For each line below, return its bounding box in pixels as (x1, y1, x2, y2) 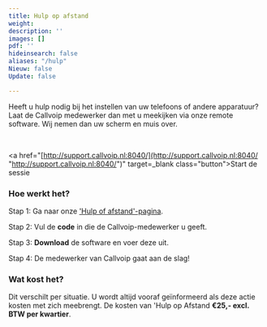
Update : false (8, 72, 57, 80)
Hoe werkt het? (8, 187, 71, 199)
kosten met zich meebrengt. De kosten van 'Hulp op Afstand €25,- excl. (8, 301, 250, 311)
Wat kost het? (8, 273, 64, 285)
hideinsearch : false (8, 49, 79, 58)
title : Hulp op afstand (8, 11, 89, 20)
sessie (8, 167, 30, 177)
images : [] (8, 34, 45, 43)
